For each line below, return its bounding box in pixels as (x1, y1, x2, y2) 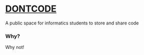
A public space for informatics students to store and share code (5, 20, 139, 26)
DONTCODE (5, 3, 57, 15)
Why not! (5, 44, 24, 50)
